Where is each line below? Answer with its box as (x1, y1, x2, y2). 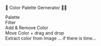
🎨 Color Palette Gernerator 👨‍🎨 (5, 5, 67, 10)
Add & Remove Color (5, 25, 49, 31)
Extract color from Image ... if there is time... (5, 35, 96, 41)
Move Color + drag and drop (5, 30, 64, 36)
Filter (5, 20, 16, 25)
